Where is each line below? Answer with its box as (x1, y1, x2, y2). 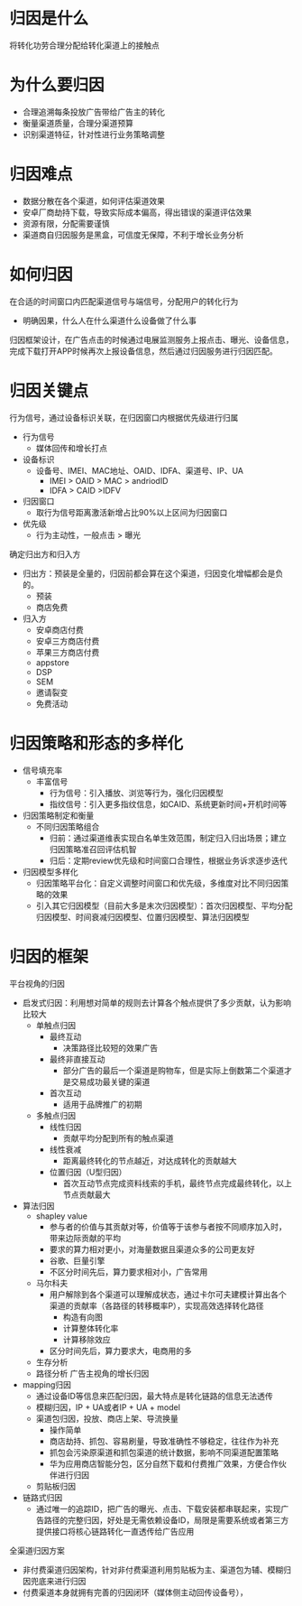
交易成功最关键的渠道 (70, 1076, 151, 1087)
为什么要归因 (9, 75, 105, 96)
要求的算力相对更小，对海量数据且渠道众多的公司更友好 (49, 1243, 255, 1255)
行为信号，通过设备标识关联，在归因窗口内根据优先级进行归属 (9, 412, 239, 422)
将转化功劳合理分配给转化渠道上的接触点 (9, 40, 160, 51)
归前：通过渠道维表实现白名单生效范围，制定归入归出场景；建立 (49, 832, 287, 843)
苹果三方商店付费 (35, 646, 100, 657)
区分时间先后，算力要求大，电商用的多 (49, 1345, 192, 1356)
